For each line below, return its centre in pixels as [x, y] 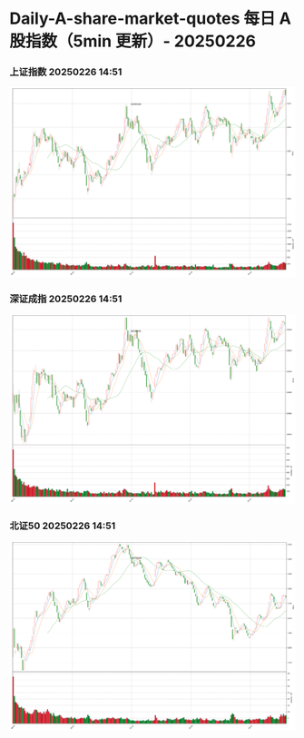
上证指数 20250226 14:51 [66, 72]
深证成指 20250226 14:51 [66, 299]
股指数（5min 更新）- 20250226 [133, 41]
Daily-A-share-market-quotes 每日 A [151, 19]
